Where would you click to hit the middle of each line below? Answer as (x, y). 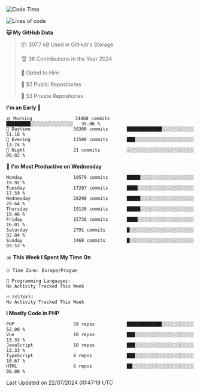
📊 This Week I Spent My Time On (49, 257)
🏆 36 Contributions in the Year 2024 (66, 59)
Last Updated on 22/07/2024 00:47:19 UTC (60, 382)
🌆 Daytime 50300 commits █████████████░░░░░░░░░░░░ (100, 129)
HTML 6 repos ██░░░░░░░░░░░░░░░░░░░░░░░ (100, 366)
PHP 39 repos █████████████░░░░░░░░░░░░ (100, 324)
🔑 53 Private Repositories (52, 96)
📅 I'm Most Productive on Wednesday (54, 166)
